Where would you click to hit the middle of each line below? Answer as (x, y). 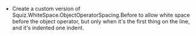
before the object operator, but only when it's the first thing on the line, (101, 21)
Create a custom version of (46, 9)
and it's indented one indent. (48, 28)
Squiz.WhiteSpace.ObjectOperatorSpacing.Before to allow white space (101, 15)
